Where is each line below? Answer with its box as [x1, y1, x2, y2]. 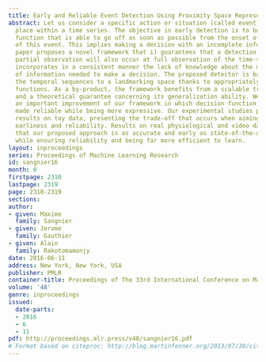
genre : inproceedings [8, 291, 80, 299]
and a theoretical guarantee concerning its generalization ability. [15, 92, 249, 100]
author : [8, 202, 34, 210]
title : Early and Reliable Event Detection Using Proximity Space [8, 11, 232, 20]
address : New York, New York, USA [8, 262, 123, 270]
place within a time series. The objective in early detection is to [15, 26, 249, 34]
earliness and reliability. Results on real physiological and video [15, 122, 249, 130]
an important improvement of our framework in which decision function [15, 100, 257, 107]
